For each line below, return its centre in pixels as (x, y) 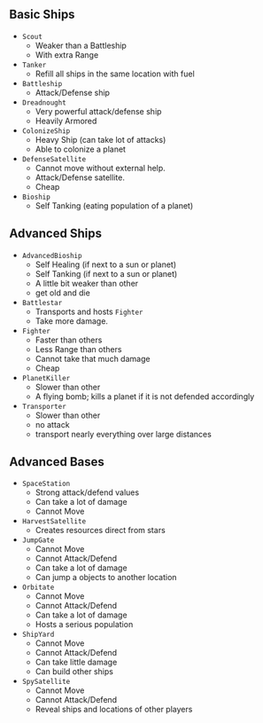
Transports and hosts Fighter (89, 311)
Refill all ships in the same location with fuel (115, 74)
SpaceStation (46, 484)
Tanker (34, 65)
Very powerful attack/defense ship (98, 111)
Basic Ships (42, 15)
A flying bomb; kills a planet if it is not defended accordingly (145, 396)
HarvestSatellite (54, 522)
